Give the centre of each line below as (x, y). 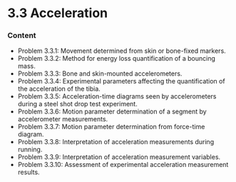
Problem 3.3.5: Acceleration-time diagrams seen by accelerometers (117, 96)
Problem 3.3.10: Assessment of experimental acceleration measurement (123, 165)
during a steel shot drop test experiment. (77, 104)
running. (30, 150)
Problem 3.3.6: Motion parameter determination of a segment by (112, 111)
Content (22, 36)
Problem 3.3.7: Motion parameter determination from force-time (111, 127)
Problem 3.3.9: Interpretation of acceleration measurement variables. (119, 157)
